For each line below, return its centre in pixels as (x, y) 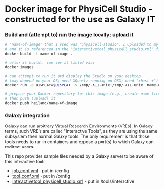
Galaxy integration (28, 116)
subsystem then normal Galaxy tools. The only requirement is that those (77, 136)
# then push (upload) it (30, 99)
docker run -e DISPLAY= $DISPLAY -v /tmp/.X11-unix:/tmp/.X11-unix (74, 85)
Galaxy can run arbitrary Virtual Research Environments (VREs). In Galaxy (79, 126)
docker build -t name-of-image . (39, 54)
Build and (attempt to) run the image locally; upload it (69, 35)
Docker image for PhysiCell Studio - (79, 9)
